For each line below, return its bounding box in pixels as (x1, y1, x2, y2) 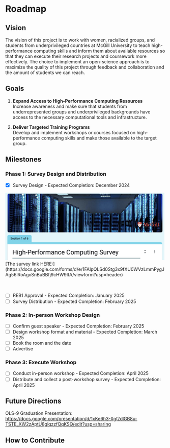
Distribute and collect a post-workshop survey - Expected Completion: (12, 376, 161, 382)
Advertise (12, 346, 33, 352)
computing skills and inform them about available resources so (34, 48, 165, 54)
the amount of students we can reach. (5, 69, 86, 76)
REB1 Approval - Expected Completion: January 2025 (12, 292, 125, 299)
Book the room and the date (12, 340, 71, 346)
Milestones (5, 155, 42, 164)
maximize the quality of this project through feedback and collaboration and (5, 64, 164, 70)
